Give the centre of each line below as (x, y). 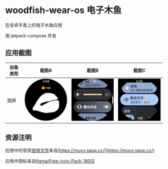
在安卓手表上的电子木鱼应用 (34, 25)
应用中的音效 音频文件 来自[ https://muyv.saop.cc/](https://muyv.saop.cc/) (80, 150)
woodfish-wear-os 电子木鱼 (63, 10)
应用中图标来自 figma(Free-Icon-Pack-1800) (50, 161)
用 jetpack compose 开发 (31, 35)
